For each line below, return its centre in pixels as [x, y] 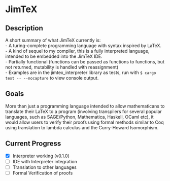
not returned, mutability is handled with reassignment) [62, 67]
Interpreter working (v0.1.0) [41, 156]
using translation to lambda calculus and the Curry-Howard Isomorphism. [82, 127]
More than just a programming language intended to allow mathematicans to [85, 106]
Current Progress [33, 144]
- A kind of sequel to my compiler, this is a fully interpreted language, [77, 51]
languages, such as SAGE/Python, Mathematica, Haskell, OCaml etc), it [79, 117]
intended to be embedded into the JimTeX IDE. [54, 56]
